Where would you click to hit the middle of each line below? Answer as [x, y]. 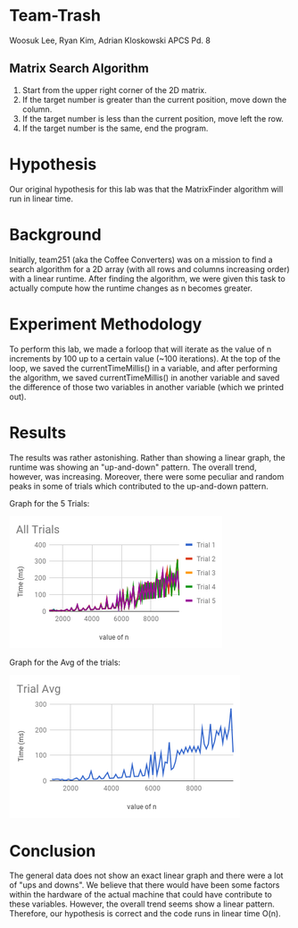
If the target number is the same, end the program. [115, 128]
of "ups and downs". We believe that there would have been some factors [145, 885]
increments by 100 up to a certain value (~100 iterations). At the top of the [145, 358]
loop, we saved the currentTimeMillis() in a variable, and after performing [144, 368]
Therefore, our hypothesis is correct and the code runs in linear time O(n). [145, 914]
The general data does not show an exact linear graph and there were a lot [146, 876]
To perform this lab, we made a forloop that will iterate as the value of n [141, 349]
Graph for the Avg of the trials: [65, 662]
